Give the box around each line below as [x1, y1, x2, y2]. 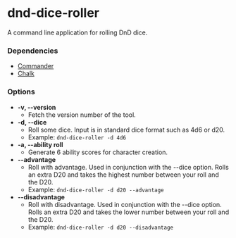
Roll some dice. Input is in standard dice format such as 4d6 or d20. [27, 125, 225, 134]
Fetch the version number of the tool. [27, 111, 136, 119]
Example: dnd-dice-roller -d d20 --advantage [27, 185, 164, 194]
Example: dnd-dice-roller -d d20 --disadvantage [27, 223, 174, 231]
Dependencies [7, 46, 58, 56]
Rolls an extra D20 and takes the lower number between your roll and [27, 208, 230, 216]
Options [7, 87, 35, 96]
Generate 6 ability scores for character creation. [27, 148, 168, 156]
